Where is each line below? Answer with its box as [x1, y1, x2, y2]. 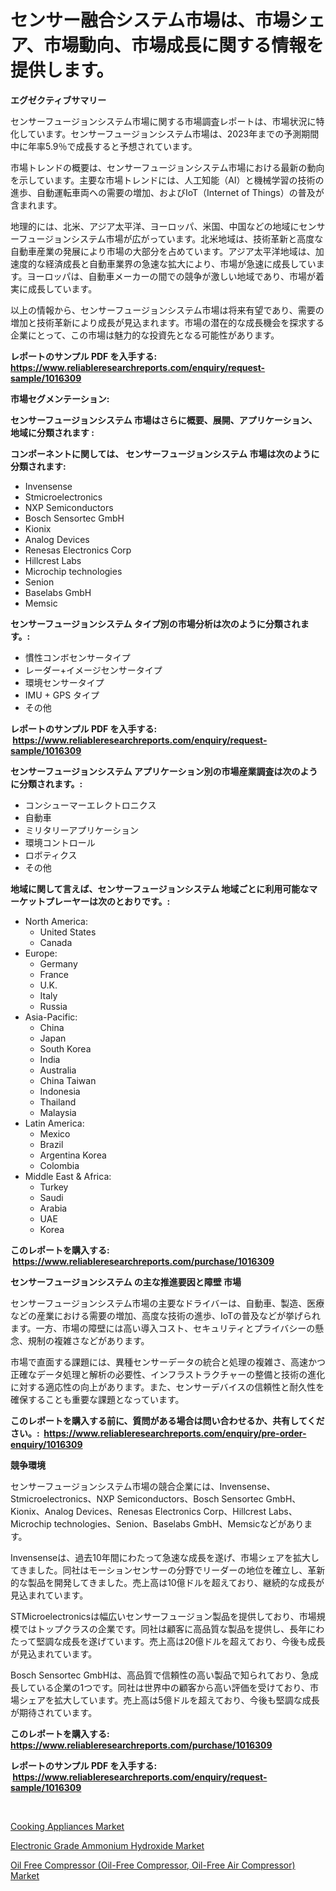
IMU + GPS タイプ [24, 689, 100, 701]
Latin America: [24, 1117, 85, 1129]
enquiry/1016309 [10, 1438, 83, 1450]
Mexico [39, 1127, 71, 1140]
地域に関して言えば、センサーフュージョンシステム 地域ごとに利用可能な [10, 882, 310, 895]
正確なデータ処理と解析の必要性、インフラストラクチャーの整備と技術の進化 [10, 1368, 326, 1380]
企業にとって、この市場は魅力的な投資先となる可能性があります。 [10, 329, 280, 341]
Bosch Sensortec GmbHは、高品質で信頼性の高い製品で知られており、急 [10, 1669, 310, 1681]
